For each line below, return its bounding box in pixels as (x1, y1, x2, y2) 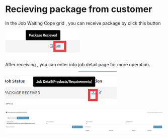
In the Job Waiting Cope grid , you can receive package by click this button (5, 20, 161, 26)
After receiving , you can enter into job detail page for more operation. (5, 61, 150, 67)
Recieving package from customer (5, 4, 152, 15)
